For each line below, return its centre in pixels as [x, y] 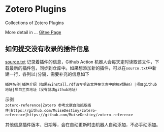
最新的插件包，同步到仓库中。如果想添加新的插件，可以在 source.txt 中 [81, 68]
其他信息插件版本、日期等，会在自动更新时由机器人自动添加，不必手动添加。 [83, 125]
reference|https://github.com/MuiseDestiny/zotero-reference [69, 115]
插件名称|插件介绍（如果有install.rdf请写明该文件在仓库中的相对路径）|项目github [81, 84]
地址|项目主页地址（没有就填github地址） [42, 90]
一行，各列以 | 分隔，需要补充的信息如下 [49, 74]
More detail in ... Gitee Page [33, 32]
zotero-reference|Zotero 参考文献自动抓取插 [48, 105]
